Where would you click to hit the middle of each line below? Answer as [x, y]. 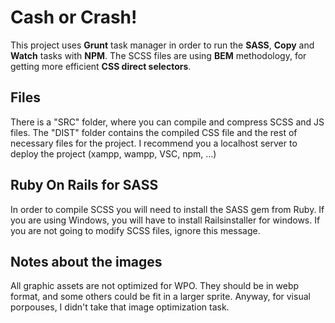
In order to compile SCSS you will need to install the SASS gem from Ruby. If [167, 209]
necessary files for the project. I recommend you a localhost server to [154, 143]
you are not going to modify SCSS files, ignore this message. [135, 230]
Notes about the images [86, 261]
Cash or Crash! [74, 17]
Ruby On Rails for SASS [84, 185]
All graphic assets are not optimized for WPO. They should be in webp [155, 286]
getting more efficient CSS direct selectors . [101, 66]
